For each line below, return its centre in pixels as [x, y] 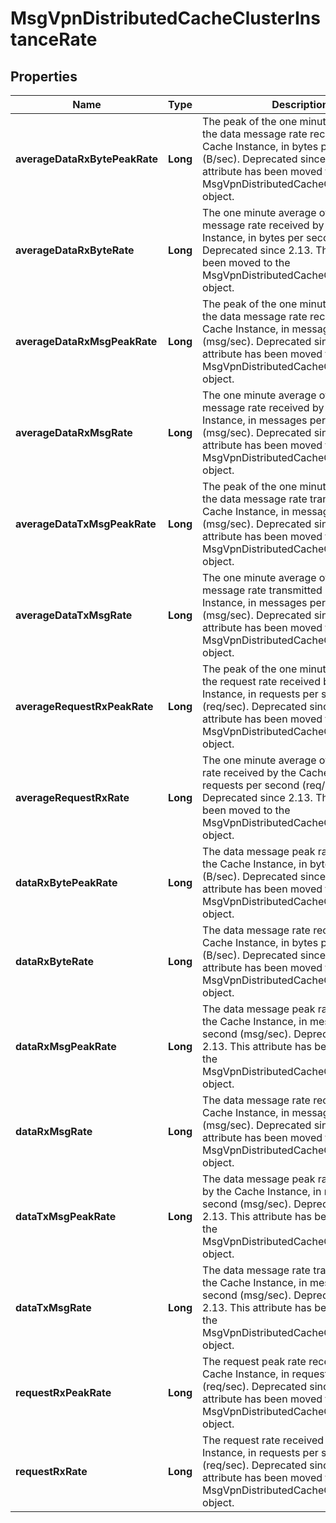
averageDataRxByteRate [75, 250]
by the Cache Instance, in [262, 1191]
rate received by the [249, 772]
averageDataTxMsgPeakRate [86, 524]
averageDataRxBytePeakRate [87, 159]
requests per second [251, 785]
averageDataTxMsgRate [74, 615]
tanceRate [54, 39]
